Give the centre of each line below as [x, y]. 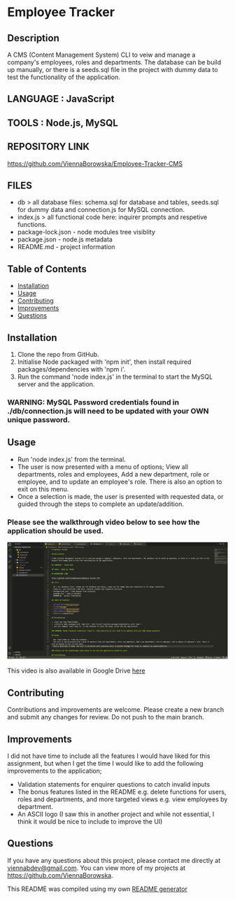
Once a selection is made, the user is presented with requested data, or [120, 496]
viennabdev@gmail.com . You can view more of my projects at [97, 868]
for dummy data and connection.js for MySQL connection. [101, 210]
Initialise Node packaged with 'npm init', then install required [104, 362]
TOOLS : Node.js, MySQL [63, 123]
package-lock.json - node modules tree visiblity [86, 232]
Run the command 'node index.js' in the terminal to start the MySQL [115, 377]
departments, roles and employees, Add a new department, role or [113, 474]
